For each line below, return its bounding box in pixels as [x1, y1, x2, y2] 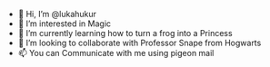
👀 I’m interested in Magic [17, 18, 112, 29]
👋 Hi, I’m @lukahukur [17, 9, 97, 19]
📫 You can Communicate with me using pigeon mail [17, 48, 215, 58]
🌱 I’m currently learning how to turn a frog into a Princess [17, 28, 234, 38]
